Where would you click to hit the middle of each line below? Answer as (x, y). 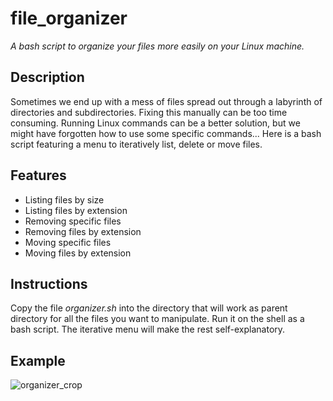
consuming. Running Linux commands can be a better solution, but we (155, 123)
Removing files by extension (83, 231)
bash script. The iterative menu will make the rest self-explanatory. (148, 329)
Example (38, 360)
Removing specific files (73, 221)
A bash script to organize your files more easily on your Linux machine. (157, 46)
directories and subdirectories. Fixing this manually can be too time (149, 112)
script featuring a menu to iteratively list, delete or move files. (136, 144)
